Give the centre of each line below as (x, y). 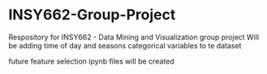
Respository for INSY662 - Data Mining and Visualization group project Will (134, 37)
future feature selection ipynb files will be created (91, 61)
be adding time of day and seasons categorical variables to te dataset (125, 45)
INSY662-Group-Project (92, 15)
